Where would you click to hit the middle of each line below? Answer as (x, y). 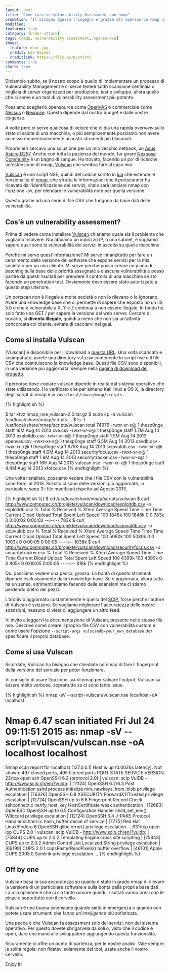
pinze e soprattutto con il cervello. (41, 898)
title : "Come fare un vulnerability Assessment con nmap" (68, 15)
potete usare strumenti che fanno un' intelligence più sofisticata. (72, 913)
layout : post (19, 10)
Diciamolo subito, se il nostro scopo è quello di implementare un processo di (85, 81)
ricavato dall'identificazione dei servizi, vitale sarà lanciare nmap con (77, 185)
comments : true (21, 62)
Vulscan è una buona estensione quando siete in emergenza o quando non (83, 908)
